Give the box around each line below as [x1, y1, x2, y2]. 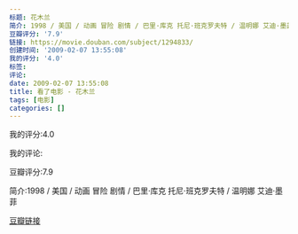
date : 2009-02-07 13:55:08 [9, 79, 109, 88]
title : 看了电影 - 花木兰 [9, 87, 96, 96]
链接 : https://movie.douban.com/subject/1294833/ [9, 37, 193, 47]
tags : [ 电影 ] [9, 95, 55, 105]
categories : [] [9, 104, 66, 113]
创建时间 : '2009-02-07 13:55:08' [9, 46, 128, 55]
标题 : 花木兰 [9, 12, 51, 22]
